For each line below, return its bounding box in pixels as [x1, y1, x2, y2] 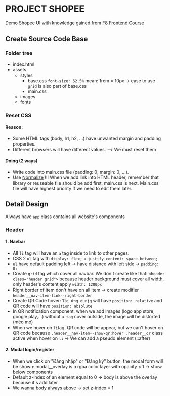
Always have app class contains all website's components [5, 213, 125, 220]
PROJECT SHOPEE [5, 3, 85, 15]
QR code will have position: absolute [12, 303, 93, 309]
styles [20, 72, 33, 78]
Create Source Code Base [5, 34, 88, 43]
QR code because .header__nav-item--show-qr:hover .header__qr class [12, 330, 163, 336]
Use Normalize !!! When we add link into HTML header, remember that [12, 174, 159, 181]
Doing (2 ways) [5, 158, 38, 164]
